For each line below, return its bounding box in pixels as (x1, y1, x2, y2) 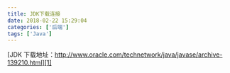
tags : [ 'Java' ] (7, 30, 53, 38)
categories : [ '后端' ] (7, 23, 70, 30)
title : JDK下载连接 (7, 10, 61, 18)
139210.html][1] (7, 58, 52, 67)
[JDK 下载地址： (7, 50, 55, 59)
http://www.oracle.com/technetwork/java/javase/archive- (54, 50, 223, 59)
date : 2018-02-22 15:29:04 (7, 17, 87, 24)
